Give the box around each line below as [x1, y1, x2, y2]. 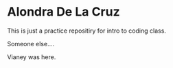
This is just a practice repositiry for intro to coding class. [7, 27, 167, 35]
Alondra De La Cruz [7, 4, 120, 20]
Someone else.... [7, 39, 55, 48]
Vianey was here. [7, 52, 56, 61]
